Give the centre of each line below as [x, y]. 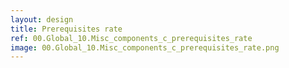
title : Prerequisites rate [66, 29]
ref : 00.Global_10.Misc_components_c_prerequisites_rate [131, 38]
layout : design [42, 19]
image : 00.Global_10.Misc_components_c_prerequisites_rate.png [145, 47]
